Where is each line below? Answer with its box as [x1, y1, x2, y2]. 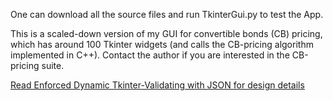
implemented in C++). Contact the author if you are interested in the [10, 49, 290, 61]
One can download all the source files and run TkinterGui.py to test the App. [10, 9, 324, 20]
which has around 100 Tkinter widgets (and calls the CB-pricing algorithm [10, 39, 314, 50]
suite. [41, 60, 65, 71]
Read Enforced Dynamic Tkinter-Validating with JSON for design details [10, 79, 305, 91]
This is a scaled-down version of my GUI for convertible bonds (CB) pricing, [10, 28, 323, 39]
